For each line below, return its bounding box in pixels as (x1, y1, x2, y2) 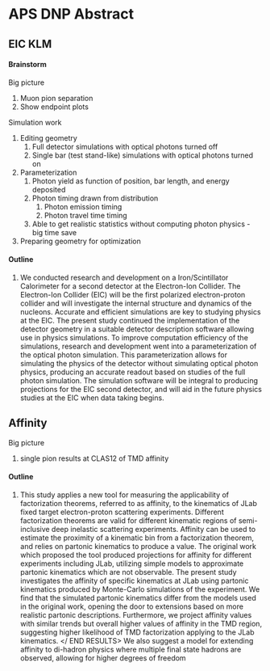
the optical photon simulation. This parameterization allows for (19, 349, 228, 360)
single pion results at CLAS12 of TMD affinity (19, 454, 169, 463)
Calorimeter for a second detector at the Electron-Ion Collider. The (19, 281, 241, 291)
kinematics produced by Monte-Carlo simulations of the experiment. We (19, 584, 260, 594)
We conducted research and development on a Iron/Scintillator (19, 272, 229, 282)
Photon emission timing (44, 201, 123, 211)
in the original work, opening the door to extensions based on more (19, 601, 244, 611)
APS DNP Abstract (8, 5, 135, 23)
